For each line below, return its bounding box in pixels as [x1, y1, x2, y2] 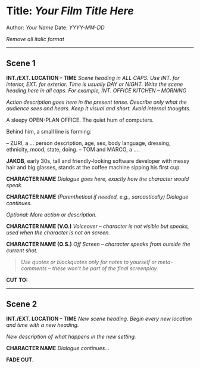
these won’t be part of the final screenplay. [52, 264, 159, 272]
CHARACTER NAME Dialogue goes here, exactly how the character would [6, 175, 189, 183]
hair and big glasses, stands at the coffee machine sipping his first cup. [6, 163, 182, 171]
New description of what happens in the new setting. [6, 333, 136, 340]
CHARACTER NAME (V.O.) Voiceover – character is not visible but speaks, [6, 222, 189, 230]
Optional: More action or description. [6, 211, 97, 218]
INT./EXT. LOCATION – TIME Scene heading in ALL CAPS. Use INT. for [6, 74, 180, 81]
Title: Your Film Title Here [6, 4, 134, 18]
